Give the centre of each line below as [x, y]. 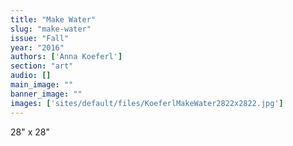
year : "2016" [37, 47]
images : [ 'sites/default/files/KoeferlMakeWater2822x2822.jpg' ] [147, 103]
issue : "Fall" [40, 38]
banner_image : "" [46, 94]
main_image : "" [42, 85]
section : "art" [42, 66]
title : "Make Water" [53, 19]
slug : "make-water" [51, 29]
